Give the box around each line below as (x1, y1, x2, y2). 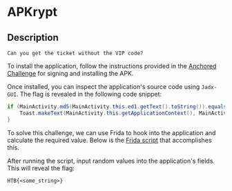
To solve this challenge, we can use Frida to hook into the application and (7, 128, 216, 137)
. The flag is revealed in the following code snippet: (16, 90, 162, 98)
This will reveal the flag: (7, 163, 75, 172)
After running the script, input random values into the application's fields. (7, 157, 215, 165)
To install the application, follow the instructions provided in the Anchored (7, 62, 217, 70)
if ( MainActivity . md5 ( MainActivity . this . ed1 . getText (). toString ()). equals (7, 103, 227, 110)
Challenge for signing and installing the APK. (7, 70, 134, 77)
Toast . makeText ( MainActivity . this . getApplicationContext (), (19, 110, 196, 117)
